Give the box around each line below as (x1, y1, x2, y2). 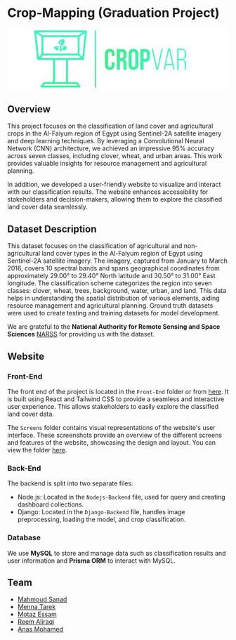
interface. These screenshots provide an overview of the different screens (7, 431, 223, 439)
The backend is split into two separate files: (7, 479, 133, 488)
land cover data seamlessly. (7, 202, 88, 211)
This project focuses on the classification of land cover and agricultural (7, 122, 214, 131)
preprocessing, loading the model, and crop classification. (17, 515, 186, 524)
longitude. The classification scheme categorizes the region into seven (7, 279, 212, 287)
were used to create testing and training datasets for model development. (7, 309, 220, 318)
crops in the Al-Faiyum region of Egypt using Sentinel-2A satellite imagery (7, 129, 222, 138)
